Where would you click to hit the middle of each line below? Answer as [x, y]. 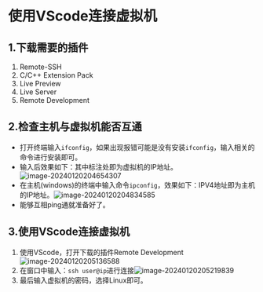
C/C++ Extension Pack [56, 75]
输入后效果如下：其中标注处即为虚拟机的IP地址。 [99, 166]
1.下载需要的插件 [48, 47]
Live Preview [40, 84]
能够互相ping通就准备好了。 [64, 204]
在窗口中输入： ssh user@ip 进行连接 [77, 270]
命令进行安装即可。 [51, 157]
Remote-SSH [40, 67]
